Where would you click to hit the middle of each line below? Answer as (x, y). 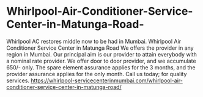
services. (18, 80)
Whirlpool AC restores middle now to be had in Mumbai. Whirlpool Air (94, 41)
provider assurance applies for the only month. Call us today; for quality (97, 74)
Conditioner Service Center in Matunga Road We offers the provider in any (100, 48)
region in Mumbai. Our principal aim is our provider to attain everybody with (102, 54)
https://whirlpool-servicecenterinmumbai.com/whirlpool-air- (107, 80)
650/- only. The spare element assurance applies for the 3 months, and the (101, 67)
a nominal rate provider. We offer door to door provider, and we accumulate (102, 61)
